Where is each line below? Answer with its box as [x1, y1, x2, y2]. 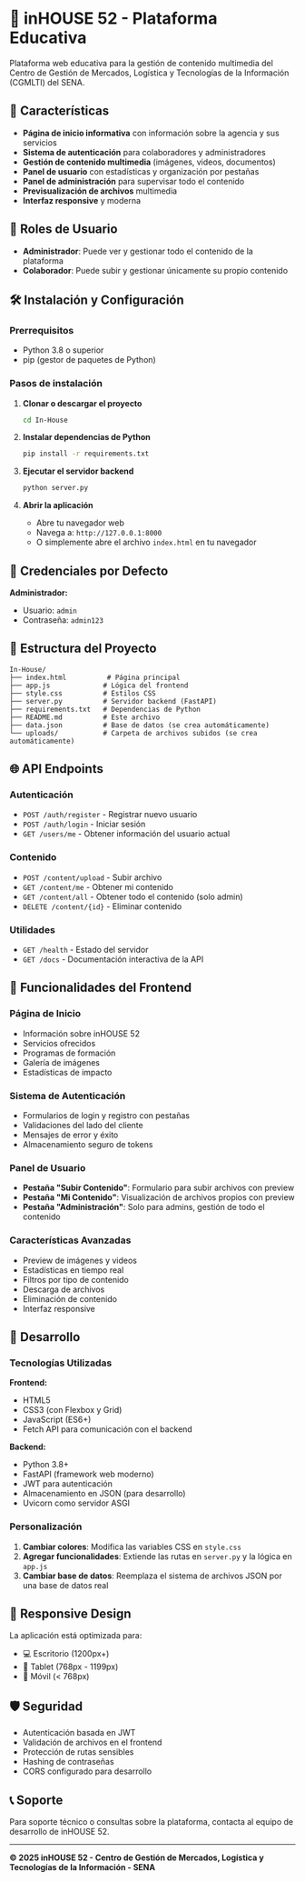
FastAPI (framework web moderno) [22, 1468, 154, 1480]
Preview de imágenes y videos [22, 1255, 138, 1266]
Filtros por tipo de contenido [22, 1274, 130, 1285]
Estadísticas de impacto [22, 1066, 113, 1077]
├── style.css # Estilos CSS [9, 688, 156, 698]
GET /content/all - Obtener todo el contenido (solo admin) [22, 891, 243, 902]
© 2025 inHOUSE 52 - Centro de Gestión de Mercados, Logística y [9, 1852, 265, 1863]
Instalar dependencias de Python [22, 432, 152, 443]
